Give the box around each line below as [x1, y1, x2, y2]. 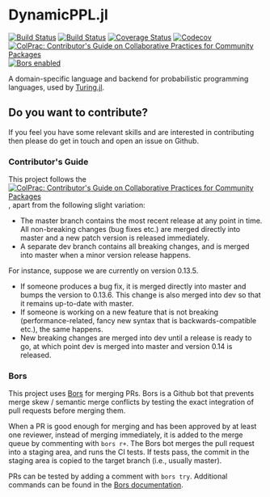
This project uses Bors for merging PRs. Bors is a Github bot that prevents [8, 389, 255, 398]
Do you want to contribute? [8, 106, 148, 120]
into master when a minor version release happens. [19, 251, 192, 260]
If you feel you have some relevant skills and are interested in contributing [8, 127, 255, 137]
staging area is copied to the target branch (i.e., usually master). [8, 456, 222, 465]
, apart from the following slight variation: [8, 200, 146, 210]
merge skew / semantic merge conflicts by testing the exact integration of [8, 398, 255, 407]
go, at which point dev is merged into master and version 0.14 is [19, 342, 233, 352]
